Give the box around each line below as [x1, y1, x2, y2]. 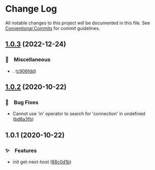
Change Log [5, 3, 57, 15]
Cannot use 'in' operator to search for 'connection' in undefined [12, 111, 145, 117]
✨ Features [5, 147, 37, 154]
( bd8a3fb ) [12, 116, 34, 122]
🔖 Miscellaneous [5, 56, 50, 63]
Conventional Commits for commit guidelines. [5, 25, 100, 31]
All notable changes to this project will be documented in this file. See [5, 20, 150, 26]
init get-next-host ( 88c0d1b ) [12, 159, 72, 165]
